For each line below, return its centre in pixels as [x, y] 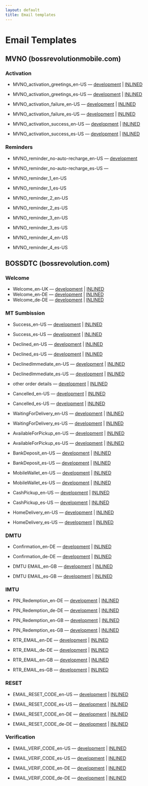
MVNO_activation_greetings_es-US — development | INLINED [77, 94]
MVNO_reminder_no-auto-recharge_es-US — [60, 168]
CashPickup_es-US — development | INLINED [61, 502]
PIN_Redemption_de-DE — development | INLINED [66, 610]
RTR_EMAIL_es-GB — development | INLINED [60, 670]
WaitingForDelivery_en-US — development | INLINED [68, 413]
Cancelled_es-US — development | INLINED [59, 403]
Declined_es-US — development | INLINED [58, 354]
